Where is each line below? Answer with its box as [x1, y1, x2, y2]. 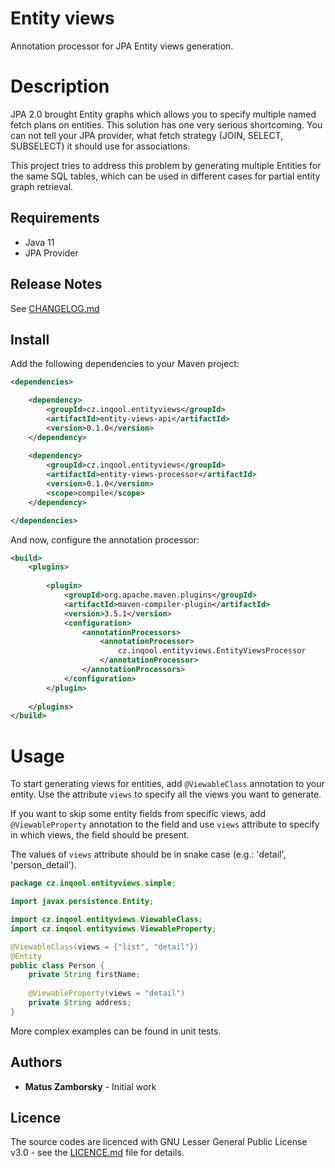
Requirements [10, 210, 100, 227]
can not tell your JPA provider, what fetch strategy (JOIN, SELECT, [10, 129, 284, 141]
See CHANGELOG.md [10, 302, 100, 314]
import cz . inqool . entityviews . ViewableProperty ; [10, 923, 217, 934]
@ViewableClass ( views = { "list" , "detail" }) [10, 942, 199, 952]
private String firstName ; [28, 970, 141, 980]
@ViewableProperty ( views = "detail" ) [28, 988, 186, 999]
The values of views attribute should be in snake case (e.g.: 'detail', [10, 848, 287, 861]
